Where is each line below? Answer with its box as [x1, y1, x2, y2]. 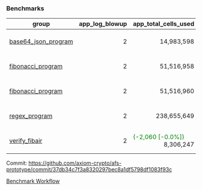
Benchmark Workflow [6, 177, 60, 185]
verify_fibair [9, 136, 43, 145]
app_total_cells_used [133, 20, 194, 28]
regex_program [9, 112, 53, 120]
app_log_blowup [79, 20, 127, 28]
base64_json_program [9, 37, 73, 46]
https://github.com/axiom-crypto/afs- [28, 159, 122, 167]
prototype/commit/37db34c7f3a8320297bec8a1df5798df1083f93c [6, 166, 173, 173]
